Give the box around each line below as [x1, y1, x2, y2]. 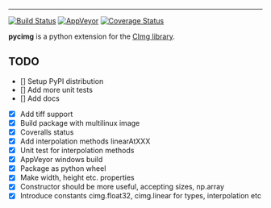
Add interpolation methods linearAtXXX [19, 136, 151, 146]
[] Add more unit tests [19, 85, 93, 94]
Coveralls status [19, 127, 74, 137]
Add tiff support [19, 109, 73, 119]
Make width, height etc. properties [19, 173, 135, 182]
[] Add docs [19, 94, 60, 103]
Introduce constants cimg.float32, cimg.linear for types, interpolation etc [19, 191, 262, 201]
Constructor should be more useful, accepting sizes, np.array [19, 182, 224, 192]
